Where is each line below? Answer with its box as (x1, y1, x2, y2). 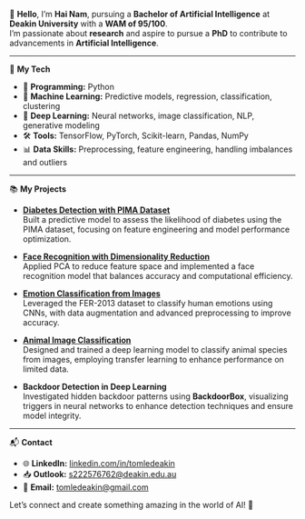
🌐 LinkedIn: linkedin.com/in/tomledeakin (22, 458, 175, 468)
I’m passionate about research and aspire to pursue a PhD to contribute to (9, 28, 288, 38)
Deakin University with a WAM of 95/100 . (9, 18, 168, 29)
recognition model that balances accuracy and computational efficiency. (22, 271, 293, 281)
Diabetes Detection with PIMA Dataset (22, 205, 171, 215)
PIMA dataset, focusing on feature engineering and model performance (22, 224, 290, 235)
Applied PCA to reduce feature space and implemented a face (22, 261, 255, 272)
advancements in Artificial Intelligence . (9, 37, 159, 48)
